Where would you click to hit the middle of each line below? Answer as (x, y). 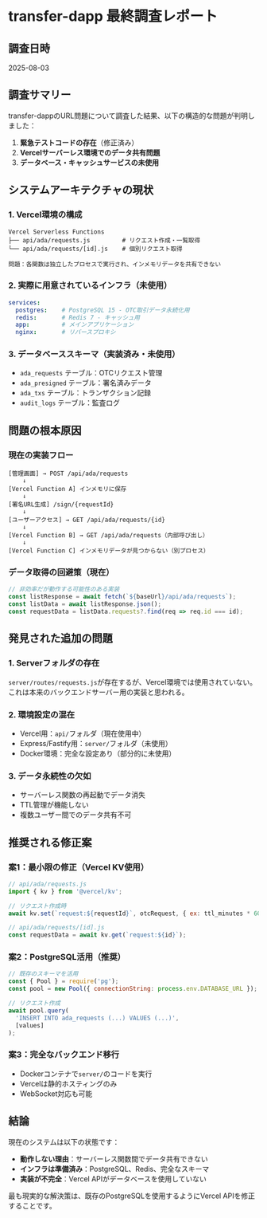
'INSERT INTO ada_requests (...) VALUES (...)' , (97, 1018)
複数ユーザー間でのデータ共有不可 (75, 815)
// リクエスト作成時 (37, 906)
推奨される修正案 (50, 842)
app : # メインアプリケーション (75, 325)
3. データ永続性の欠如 (50, 776)
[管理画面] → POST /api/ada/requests (68, 474)
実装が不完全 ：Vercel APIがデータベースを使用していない (113, 1179)
